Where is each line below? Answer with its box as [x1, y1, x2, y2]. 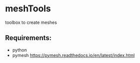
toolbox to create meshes [5, 19, 57, 25]
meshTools [5, 3, 51, 14]
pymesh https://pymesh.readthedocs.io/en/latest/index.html [12, 52, 135, 58]
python [12, 47, 27, 53]
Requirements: [5, 34, 52, 42]
